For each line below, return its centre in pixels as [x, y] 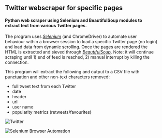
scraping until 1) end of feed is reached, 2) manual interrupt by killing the [77, 57]
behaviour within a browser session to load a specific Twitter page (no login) [81, 41]
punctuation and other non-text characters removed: [58, 77]
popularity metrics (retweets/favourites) [52, 112]
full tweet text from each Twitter [44, 86]
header [19, 96]
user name [23, 107]
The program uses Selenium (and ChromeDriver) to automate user [71, 36]
